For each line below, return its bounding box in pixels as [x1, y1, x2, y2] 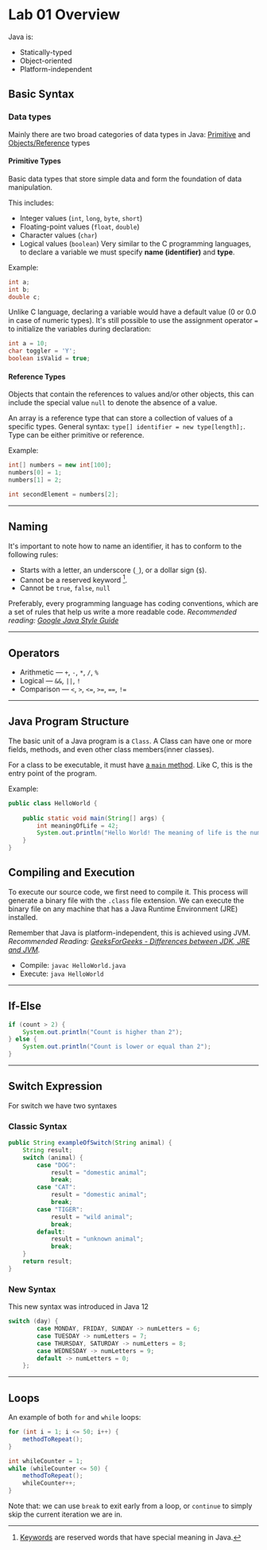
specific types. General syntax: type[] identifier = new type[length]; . [8, 422, 246, 431]
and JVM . [8, 945, 41, 954]
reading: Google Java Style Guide [8, 616, 119, 625]
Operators [8, 646, 60, 659]
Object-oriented [19, 56, 73, 65]
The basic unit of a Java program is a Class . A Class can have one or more [8, 736, 252, 745]
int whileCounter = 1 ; [8, 1457, 83, 1465]
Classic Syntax [8, 1120, 68, 1131]
